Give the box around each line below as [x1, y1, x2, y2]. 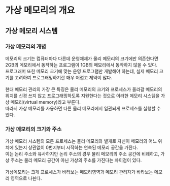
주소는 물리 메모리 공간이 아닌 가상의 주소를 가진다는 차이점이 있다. [10, 157, 142, 163]
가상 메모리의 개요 [5, 5, 75, 16]
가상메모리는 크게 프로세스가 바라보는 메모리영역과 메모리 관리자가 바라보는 [5, 169, 153, 175]
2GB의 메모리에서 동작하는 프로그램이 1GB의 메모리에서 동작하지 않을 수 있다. [5, 61, 158, 68]
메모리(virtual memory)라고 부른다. [10, 99, 81, 105]
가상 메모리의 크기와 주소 [5, 126, 62, 133]
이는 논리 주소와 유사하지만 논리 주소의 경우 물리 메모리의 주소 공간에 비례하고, [5, 151, 160, 157]
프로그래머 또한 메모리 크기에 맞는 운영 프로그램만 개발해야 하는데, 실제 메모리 [5, 68, 158, 74]
